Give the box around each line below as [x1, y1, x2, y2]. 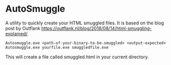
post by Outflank [5, 25, 40, 31]
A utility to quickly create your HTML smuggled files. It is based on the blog [5, 20, 164, 26]
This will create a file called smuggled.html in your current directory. [5, 54, 149, 60]
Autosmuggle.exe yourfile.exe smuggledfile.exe [5, 45, 109, 50]
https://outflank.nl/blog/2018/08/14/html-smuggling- [41, 25, 152, 31]
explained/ [5, 30, 28, 37]
